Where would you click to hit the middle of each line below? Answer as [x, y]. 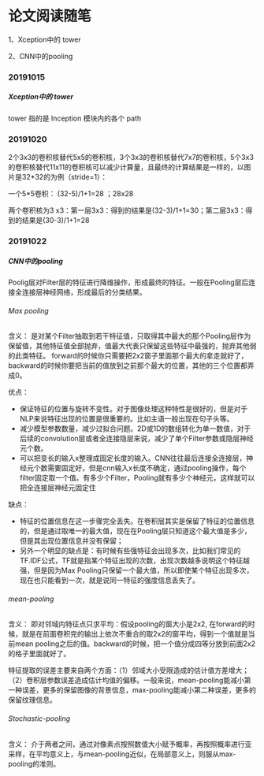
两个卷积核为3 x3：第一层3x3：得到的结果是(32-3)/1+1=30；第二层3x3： [127, 210]
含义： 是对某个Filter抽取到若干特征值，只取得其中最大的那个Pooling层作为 [130, 336]
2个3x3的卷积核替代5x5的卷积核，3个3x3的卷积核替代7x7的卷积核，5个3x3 [131, 158]
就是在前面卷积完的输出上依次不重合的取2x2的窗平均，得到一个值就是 [135, 634]
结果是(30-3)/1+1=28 [56, 221]
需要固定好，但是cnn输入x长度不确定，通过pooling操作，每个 [147, 468]
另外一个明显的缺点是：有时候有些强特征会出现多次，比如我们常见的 [130, 551]
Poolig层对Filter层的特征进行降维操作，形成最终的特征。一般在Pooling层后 [128, 282]
